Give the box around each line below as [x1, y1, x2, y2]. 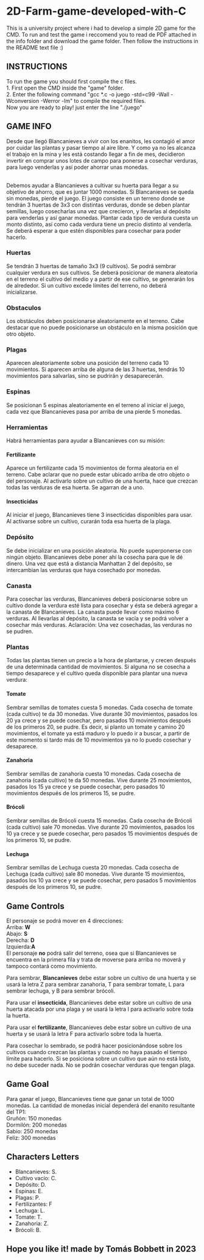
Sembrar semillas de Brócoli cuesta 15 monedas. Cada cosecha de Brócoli [6, 816, 192, 824]
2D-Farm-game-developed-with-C [6, 4, 187, 18]
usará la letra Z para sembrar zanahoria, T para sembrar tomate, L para [6, 980, 185, 988]
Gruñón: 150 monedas [6, 1114, 62, 1122]
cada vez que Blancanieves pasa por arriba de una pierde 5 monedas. [6, 408, 182, 415]
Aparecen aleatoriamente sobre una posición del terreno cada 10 [6, 359, 169, 367]
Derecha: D [6, 936, 35, 944]
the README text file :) [6, 44, 64, 51]
